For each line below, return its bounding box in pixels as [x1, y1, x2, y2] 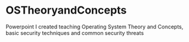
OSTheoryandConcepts [5, 4, 127, 17]
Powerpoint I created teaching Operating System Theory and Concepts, [5, 23, 184, 30]
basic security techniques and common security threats [5, 29, 144, 36]
